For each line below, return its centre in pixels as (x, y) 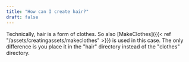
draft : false (22, 17)
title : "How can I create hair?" (48, 12)
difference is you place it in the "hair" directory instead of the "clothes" (93, 46)
